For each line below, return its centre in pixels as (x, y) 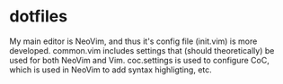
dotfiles (39, 17)
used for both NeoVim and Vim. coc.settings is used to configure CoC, (139, 60)
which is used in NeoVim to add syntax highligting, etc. (111, 70)
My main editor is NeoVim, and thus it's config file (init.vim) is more (133, 41)
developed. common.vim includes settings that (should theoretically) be (142, 50)
